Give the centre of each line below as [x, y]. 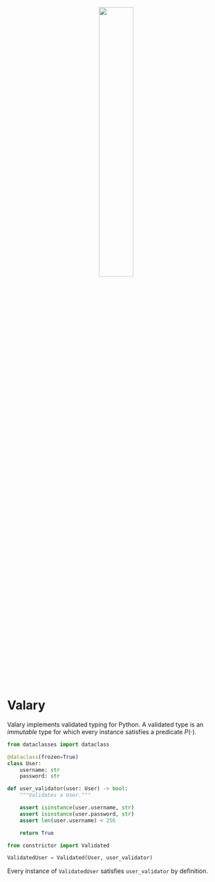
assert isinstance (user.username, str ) [77, 808]
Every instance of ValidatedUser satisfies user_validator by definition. [108, 871]
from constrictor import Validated [58, 845]
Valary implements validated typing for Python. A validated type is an [105, 724]
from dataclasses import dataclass [58, 744]
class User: [24, 763]
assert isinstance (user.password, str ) [77, 814]
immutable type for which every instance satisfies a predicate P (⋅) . [102, 731]
